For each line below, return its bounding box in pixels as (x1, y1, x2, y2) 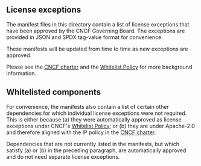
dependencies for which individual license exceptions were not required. (6, 109, 187, 117)
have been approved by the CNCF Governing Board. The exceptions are (6, 27, 185, 34)
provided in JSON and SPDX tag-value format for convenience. (6, 33, 163, 41)
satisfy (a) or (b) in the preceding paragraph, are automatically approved (6, 147, 187, 154)
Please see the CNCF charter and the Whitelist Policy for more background (6, 63, 193, 70)
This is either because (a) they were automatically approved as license (6, 115, 182, 123)
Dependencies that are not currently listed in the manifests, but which (6, 140, 180, 147)
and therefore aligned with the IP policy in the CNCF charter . (6, 129, 156, 136)
